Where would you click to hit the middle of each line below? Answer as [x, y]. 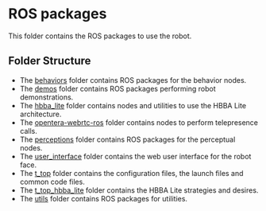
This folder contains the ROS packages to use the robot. [100, 36]
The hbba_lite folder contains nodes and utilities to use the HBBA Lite [133, 105]
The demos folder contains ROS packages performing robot [118, 88]
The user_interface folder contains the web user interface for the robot [135, 156]
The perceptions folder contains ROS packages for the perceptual [127, 139]
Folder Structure [50, 61]
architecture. [40, 114]
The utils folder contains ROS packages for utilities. [104, 198]
